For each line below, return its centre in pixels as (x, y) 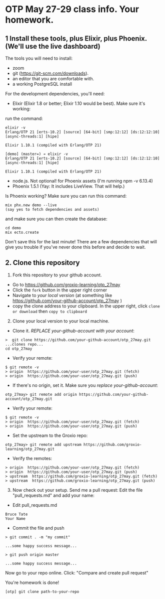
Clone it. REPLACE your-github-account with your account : (73, 331)
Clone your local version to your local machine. (61, 321)
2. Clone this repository (42, 263)
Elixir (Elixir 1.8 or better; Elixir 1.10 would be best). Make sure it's (79, 103)
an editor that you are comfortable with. (53, 79)
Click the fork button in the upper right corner (60, 290)
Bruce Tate (16, 514)
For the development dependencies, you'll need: (55, 94)
